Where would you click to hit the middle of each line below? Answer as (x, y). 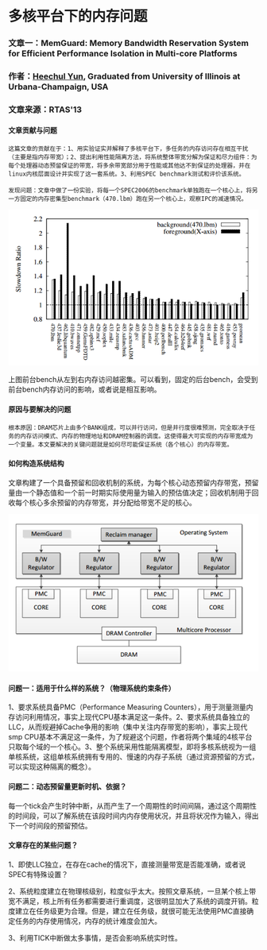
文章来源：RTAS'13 (45, 110)
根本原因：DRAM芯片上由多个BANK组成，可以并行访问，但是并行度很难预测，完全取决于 (129, 428)
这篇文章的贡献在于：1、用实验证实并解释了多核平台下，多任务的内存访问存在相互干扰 (128, 149)
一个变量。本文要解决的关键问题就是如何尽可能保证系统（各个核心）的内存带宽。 (120, 445)
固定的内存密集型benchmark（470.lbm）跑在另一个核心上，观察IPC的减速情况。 (133, 199)
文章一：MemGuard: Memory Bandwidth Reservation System (128, 43)
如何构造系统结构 (36, 463)
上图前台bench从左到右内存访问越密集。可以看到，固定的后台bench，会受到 (133, 380)
